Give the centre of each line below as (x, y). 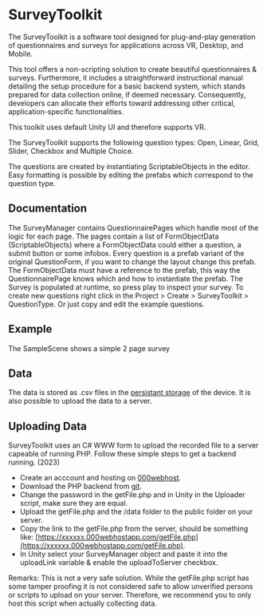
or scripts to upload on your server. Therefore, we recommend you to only (130, 595)
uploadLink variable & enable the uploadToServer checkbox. (119, 563)
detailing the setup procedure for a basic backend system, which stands (127, 86)
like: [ (29, 537)
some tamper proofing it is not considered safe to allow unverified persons (131, 586)
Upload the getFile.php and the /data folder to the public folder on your (136, 511)
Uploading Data (48, 426)
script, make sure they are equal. (74, 503)
